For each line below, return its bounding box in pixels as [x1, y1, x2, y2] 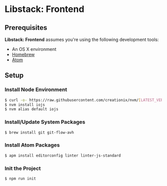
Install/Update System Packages [4, 119, 86, 126]
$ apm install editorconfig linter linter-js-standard [4, 153, 121, 158]
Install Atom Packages [4, 142, 60, 149]
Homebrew [11, 51, 35, 57]
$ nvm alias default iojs [4, 107, 58, 112]
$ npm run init [4, 176, 36, 181]
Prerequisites [4, 23, 47, 32]
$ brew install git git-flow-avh [4, 130, 74, 135]
